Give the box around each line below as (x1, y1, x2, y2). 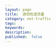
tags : (5, 21, 16, 26)
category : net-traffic (5, 16, 51, 21)
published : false (5, 35, 42, 40)
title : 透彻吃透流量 (5, 12, 45, 17)
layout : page (5, 7, 32, 12)
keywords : (5, 25, 25, 30)
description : (5, 30, 32, 35)
